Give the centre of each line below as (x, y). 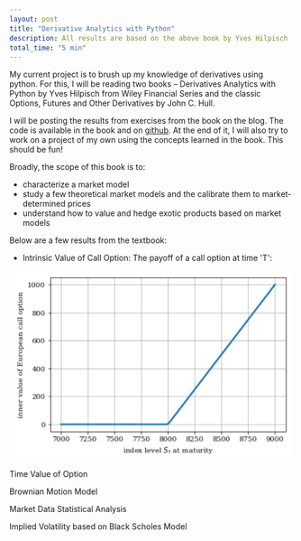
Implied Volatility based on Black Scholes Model (98, 526)
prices (79, 204)
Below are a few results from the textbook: (88, 240)
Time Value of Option (49, 473)
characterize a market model (76, 184)
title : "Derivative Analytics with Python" (92, 28)
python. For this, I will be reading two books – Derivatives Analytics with (143, 84)
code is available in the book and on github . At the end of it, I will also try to (149, 130)
